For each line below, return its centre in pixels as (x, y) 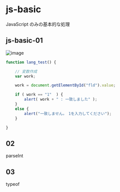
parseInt (15, 156)
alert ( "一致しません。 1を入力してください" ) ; (68, 113)
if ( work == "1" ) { (39, 95)
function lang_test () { (31, 62)
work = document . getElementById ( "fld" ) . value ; (65, 85)
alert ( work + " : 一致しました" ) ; (61, 100)
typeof (13, 184)
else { (22, 109)
